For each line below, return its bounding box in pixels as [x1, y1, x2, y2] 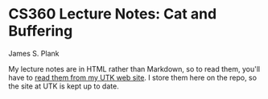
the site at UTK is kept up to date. [8, 81, 119, 91]
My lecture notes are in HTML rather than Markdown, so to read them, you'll [8, 64, 260, 73]
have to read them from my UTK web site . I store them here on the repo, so [8, 72, 258, 82]
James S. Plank [8, 48, 60, 58]
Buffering [8, 22, 73, 40]
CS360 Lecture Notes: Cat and [8, 5, 217, 23]
